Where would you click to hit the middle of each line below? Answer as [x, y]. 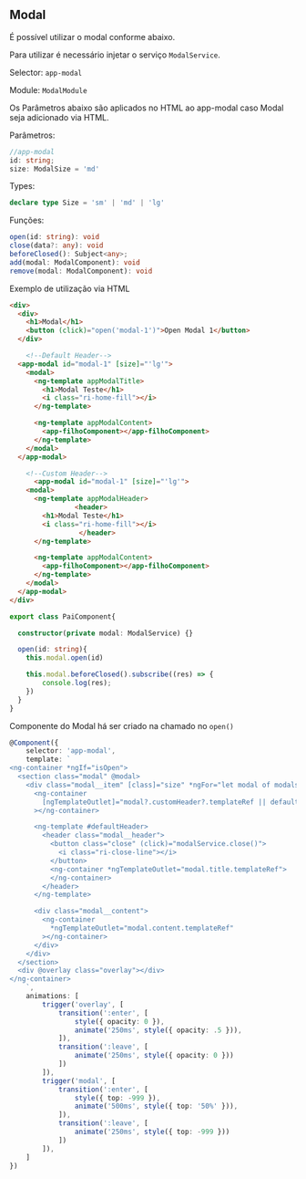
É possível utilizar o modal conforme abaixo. [92, 37]
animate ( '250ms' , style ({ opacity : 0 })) [154, 1056]
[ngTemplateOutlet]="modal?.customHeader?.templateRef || [154, 802]
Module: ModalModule [49, 89]
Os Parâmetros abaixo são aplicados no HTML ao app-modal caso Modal [147, 108]
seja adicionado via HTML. [59, 117]
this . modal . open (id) [65, 658]
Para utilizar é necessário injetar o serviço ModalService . [115, 55]
